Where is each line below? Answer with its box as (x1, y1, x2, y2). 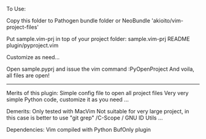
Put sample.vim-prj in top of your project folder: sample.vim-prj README (6, 35, 190, 42)
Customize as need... (6, 54, 60, 60)
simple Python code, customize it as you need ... (6, 96, 129, 103)
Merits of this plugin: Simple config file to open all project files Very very (6, 90, 189, 96)
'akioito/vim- (151, 17, 184, 24)
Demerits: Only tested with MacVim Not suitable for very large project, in (6, 108, 189, 115)
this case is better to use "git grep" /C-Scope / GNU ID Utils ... (6, 114, 163, 121)
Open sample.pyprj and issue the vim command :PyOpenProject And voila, (6, 65, 195, 73)
